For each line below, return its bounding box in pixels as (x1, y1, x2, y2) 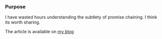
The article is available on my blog (5, 29, 74, 35)
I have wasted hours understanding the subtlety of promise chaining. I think (5, 14, 158, 20)
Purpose (5, 3, 26, 10)
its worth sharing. (5, 19, 41, 25)
